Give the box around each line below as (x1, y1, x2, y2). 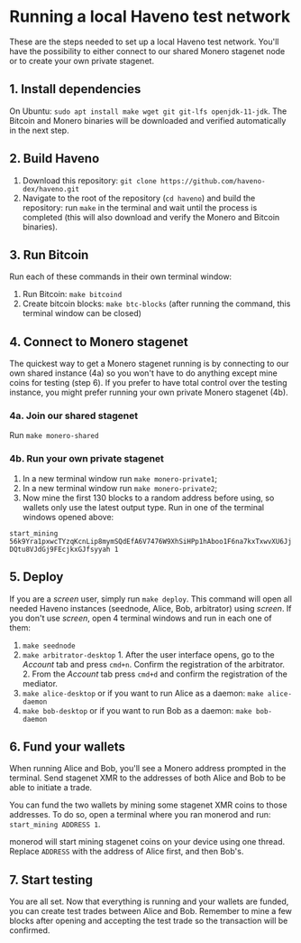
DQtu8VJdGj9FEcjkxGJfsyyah (9, 545, 111, 554)
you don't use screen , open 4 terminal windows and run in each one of (9, 612, 272, 623)
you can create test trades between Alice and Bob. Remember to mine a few (9, 906, 293, 917)
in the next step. (9, 125, 69, 135)
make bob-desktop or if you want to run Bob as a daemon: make (22, 705, 252, 715)
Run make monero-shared (9, 430, 99, 441)
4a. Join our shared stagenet (9, 409, 139, 422)
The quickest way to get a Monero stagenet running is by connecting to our (9, 359, 289, 369)
